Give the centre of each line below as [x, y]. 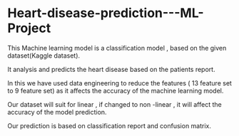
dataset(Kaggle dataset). [44, 56]
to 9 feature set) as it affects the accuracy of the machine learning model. [116, 90]
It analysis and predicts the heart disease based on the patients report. [111, 69]
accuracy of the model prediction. [57, 112]
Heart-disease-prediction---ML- [106, 13]
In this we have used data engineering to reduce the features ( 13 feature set [119, 83]
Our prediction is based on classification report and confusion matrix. [110, 125]
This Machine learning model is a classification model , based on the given [117, 48]
